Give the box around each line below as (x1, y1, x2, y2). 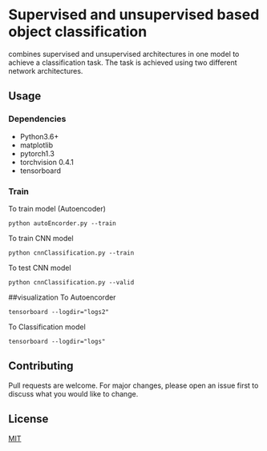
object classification (8, 22, 148, 41)
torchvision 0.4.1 (19, 157, 74, 167)
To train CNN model (8, 233, 74, 243)
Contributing (8, 359, 74, 373)
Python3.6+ (19, 131, 59, 141)
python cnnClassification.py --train (8, 248, 135, 257)
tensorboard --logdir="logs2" (8, 308, 110, 316)
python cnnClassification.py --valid (8, 278, 135, 286)
